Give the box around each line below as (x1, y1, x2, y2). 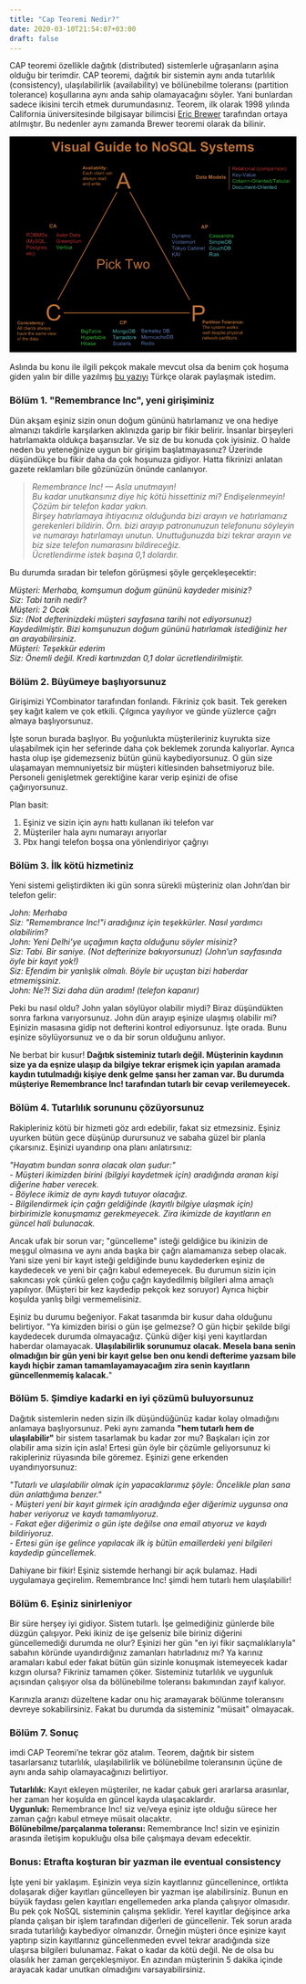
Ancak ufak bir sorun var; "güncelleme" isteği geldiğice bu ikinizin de (9, 1235, 269, 1246)
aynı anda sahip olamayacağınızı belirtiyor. (9, 1767, 168, 1778)
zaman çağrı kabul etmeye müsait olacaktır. (9, 1813, 172, 1824)
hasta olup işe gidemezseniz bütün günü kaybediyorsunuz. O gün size (9, 752, 273, 763)
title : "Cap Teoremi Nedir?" (9, 15, 120, 24)
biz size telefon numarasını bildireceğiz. (31, 539, 181, 550)
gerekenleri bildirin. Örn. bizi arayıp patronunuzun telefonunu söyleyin (31, 520, 295, 531)
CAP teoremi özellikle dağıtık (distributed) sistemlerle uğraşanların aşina (9, 60, 280, 71)
